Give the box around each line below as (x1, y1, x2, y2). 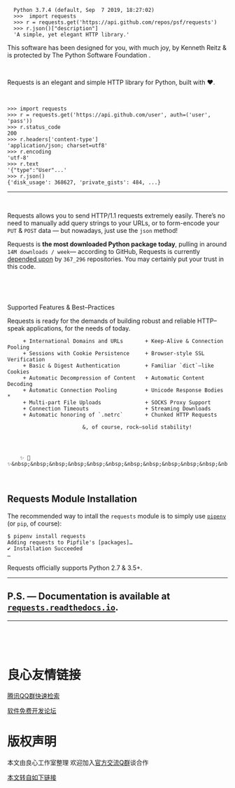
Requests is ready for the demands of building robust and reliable (7, 316, 196, 325)
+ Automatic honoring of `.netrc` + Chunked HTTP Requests (22, 411, 218, 418)
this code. (7, 262, 36, 270)
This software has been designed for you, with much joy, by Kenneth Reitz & (7, 44, 227, 52)
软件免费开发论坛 (7, 706, 57, 715)
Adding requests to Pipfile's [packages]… (7, 539, 133, 546)
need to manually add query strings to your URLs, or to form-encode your (7, 219, 220, 227)
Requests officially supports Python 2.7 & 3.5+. (7, 563, 143, 572)
